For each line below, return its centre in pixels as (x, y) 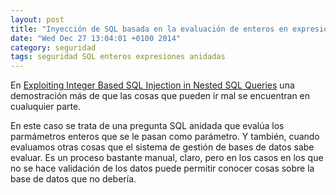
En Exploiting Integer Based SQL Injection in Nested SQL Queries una (152, 85)
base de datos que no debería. (73, 179)
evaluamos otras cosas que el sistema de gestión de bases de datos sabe (162, 147)
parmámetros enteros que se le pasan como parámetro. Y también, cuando (165, 137)
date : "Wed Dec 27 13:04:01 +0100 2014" (96, 38)
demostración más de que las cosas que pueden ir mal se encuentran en (160, 96)
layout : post (37, 19)
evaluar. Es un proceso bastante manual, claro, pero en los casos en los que (167, 158)
